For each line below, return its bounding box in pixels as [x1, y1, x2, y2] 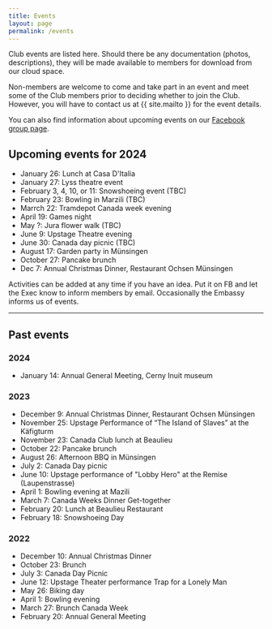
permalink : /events [8, 27, 74, 35]
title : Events [8, 11, 57, 20]
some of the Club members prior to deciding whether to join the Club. [8, 91, 240, 101]
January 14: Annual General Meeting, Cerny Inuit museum [19, 370, 213, 380]
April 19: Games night [19, 212, 91, 222]
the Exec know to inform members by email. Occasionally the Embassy [8, 288, 245, 298]
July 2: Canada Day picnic [19, 461, 108, 471]
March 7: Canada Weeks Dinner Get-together [19, 496, 172, 506]
